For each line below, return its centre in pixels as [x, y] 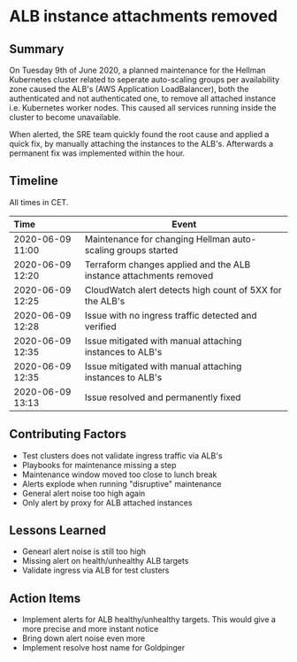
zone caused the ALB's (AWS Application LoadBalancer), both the [129, 89]
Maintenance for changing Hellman [157, 239]
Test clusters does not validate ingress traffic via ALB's [122, 455]
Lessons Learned [57, 531]
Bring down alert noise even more [84, 638]
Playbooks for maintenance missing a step [99, 465]
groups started [147, 250]
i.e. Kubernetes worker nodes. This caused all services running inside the [143, 108]
